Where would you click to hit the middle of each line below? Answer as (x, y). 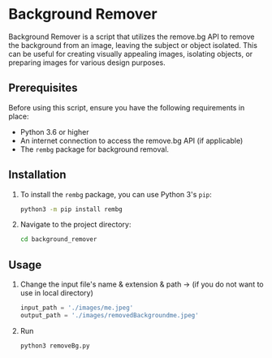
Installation (37, 175)
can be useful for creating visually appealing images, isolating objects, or (131, 54)
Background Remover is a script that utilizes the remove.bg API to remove (132, 37)
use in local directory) (56, 293)
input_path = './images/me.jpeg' (77, 308)
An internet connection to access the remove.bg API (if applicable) (132, 140)
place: (19, 116)
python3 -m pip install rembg (71, 209)
